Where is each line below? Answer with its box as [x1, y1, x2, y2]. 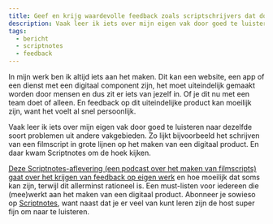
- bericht [15, 34, 49, 43]
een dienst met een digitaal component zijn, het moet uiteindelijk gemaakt [8, 80, 256, 90]
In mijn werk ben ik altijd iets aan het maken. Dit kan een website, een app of [8, 72, 265, 81]
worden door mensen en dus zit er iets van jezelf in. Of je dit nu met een [8, 89, 250, 98]
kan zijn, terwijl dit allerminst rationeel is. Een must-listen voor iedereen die [8, 181, 259, 191]
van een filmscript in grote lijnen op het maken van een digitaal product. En [8, 140, 259, 149]
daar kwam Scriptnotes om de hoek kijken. [8, 148, 152, 157]
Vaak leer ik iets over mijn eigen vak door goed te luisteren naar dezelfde [8, 123, 253, 131]
